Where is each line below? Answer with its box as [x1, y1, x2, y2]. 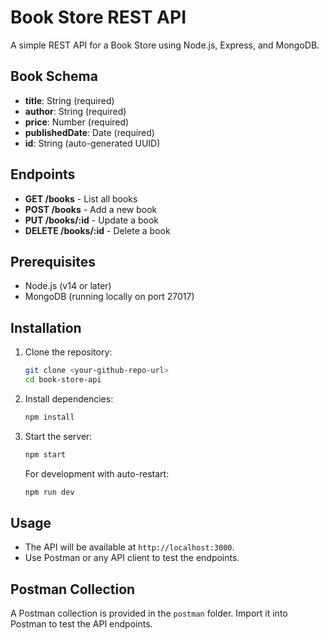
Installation [10, 319, 82, 336]
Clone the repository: [24, 346, 113, 358]
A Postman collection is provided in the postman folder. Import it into [10, 607, 288, 620]
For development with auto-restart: [24, 467, 170, 480]
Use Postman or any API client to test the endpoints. [24, 552, 240, 564]
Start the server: [24, 430, 93, 442]
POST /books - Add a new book [24, 203, 158, 215]
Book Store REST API [10, 6, 187, 29]
